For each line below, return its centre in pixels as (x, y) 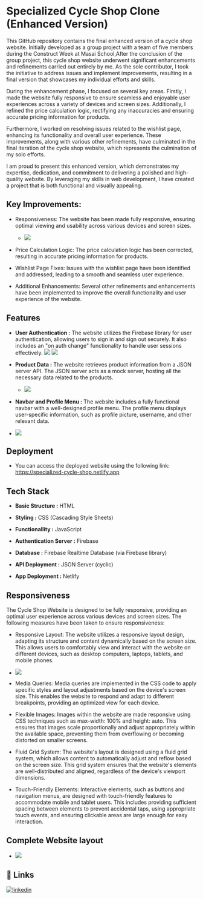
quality (15, 179)
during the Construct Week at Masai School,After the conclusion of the (94, 53)
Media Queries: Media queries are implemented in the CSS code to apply (106, 683)
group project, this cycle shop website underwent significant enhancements (101, 60)
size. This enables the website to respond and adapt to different (94, 696)
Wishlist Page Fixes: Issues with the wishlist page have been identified (103, 268)
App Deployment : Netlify (47, 576)
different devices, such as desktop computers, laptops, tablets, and (99, 654)
